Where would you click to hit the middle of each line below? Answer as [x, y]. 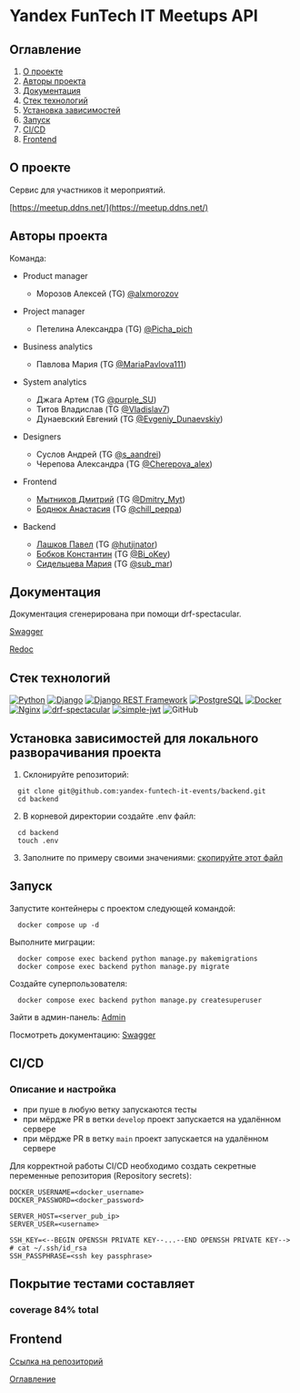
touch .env [38, 841]
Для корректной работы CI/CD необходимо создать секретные [133, 1166]
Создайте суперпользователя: [69, 983]
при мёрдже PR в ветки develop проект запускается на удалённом [152, 1119]
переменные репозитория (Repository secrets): [101, 1175]
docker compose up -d [59, 925]
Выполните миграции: [52, 942]
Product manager [55, 275]
